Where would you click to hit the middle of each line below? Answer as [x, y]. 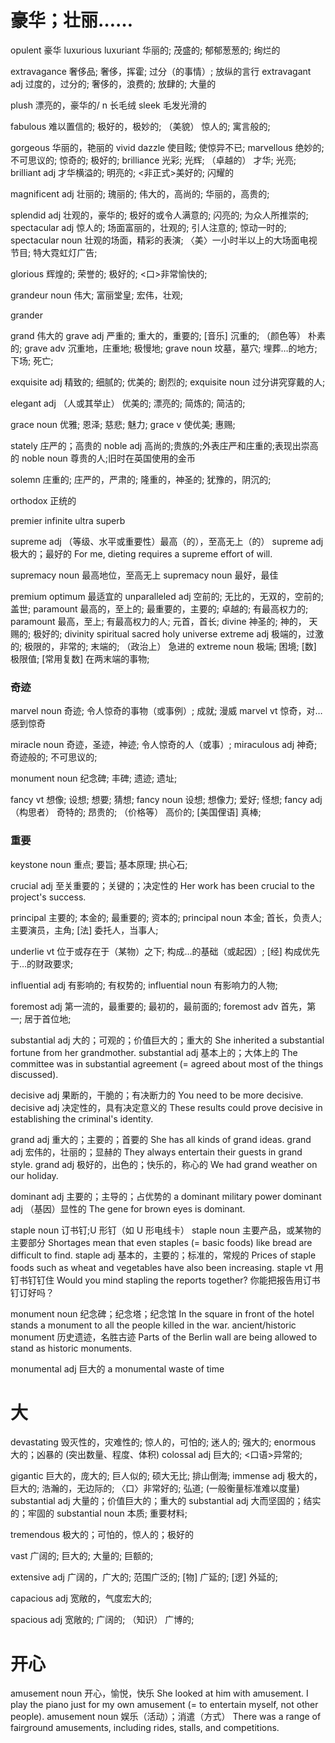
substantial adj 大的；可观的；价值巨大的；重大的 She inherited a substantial [167, 1040]
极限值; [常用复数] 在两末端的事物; [80, 658]
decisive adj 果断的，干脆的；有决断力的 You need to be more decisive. [157, 1095]
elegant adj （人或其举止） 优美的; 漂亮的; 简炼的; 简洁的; [128, 403]
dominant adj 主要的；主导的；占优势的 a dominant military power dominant [166, 1196]
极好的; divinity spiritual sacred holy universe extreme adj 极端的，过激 [179, 633]
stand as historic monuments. [71, 1348]
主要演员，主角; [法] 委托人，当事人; [84, 930]
